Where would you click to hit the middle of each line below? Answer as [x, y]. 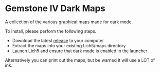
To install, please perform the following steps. [51, 31]
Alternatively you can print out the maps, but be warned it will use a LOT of [80, 60]
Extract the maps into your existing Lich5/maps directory [69, 45]
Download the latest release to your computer [58, 40]
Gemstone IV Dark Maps [55, 8]
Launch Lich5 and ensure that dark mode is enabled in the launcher [80, 51]
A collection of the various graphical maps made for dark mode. [69, 22]
